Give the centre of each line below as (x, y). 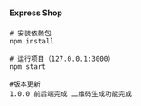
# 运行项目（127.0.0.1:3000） (62, 59)
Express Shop (36, 13)
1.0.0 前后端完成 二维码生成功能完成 (71, 94)
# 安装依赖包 (30, 34)
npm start (28, 67)
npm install (32, 42)
